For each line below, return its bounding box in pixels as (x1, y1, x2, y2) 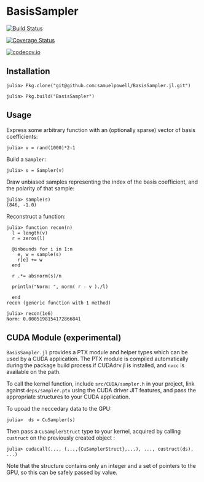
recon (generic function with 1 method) (6, 300, 112, 306)
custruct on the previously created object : (6, 434, 116, 441)
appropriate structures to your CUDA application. (6, 393, 130, 400)
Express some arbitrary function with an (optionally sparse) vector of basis (6, 126, 195, 133)
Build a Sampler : (6, 155, 46, 163)
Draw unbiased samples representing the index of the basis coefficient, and (6, 178, 198, 185)
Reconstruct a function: (6, 212, 66, 220)
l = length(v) (12, 230, 48, 236)
